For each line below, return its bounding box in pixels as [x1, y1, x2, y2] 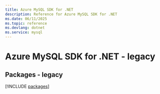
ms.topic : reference [5, 21, 48, 26]
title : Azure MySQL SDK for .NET [5, 7, 74, 12]
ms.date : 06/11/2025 [5, 16, 48, 21]
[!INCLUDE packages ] [5, 84, 50, 89]
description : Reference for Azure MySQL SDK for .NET [5, 12, 118, 17]
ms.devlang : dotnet [5, 25, 45, 30]
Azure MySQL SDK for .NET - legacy [5, 51, 156, 62]
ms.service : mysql [5, 30, 43, 35]
